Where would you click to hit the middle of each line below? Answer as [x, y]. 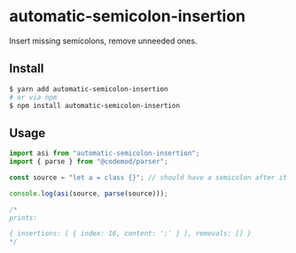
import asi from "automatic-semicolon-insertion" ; [105, 153]
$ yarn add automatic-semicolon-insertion [89, 89]
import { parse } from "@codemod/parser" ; [89, 162]
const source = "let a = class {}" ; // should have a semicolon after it [148, 177]
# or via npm [33, 97]
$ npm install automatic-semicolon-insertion [94, 105]
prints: [23, 218]
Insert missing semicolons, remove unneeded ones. [103, 41]
